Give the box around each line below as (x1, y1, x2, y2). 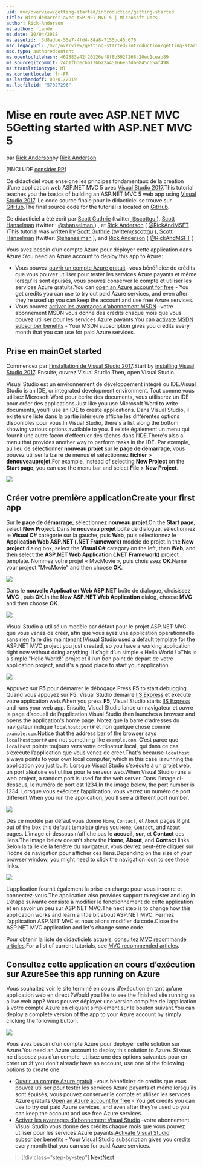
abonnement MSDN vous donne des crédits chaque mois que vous (14, 309, 182, 316)
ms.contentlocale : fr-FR (6, 71, 69, 77)
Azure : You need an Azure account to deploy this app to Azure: (6, 252, 163, 259)
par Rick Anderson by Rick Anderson (6, 154, 97, 161)
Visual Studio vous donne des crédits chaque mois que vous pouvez (14, 1123, 185, 1130)
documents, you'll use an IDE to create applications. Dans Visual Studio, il (6, 406, 189, 413)
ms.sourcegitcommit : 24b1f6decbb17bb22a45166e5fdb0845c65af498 (6, 59, 169, 65)
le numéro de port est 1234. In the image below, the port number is (30, 781, 195, 788)
